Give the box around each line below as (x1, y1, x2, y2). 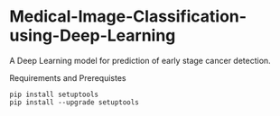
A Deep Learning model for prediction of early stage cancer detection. (9, 55, 271, 66)
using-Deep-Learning (9, 25, 176, 46)
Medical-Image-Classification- (9, 6, 247, 27)
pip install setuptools (9, 90, 99, 99)
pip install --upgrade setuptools (9, 97, 140, 107)
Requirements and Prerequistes (9, 72, 126, 83)
